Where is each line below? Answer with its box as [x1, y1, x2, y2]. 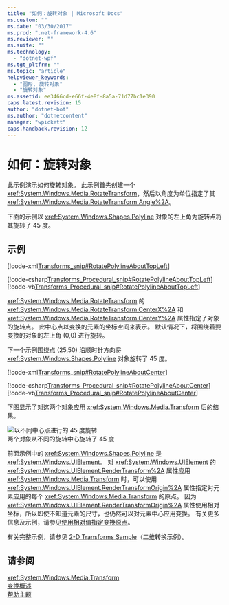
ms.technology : [7, 49, 51, 56]
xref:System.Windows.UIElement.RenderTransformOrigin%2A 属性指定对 [7, 484, 214, 492]
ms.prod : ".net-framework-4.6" [7, 29, 97, 36]
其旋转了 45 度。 [7, 221, 55, 230]
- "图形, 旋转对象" [13, 80, 63, 87]
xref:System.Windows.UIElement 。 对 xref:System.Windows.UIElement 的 [7, 458, 217, 466]
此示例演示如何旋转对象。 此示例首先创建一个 [7, 181, 135, 189]
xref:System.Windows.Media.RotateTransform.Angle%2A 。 [7, 198, 175, 206]
